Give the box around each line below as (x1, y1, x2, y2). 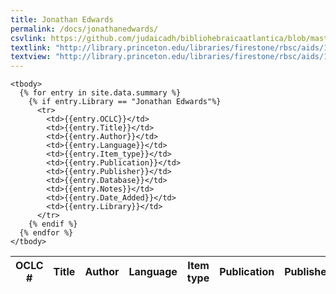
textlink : (10, 42, 52, 53)
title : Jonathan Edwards (10, 14, 114, 25)
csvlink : (10, 33, 47, 43)
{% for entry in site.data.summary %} (19, 88, 182, 98)
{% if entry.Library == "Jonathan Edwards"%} (28, 97, 222, 107)
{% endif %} (28, 219, 78, 230)
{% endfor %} (19, 228, 74, 238)
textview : (10, 52, 52, 62)
